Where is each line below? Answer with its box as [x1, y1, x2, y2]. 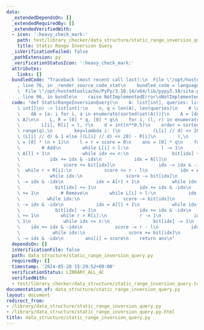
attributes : [12, 65, 42, 72]
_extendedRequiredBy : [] [12, 20, 75, 26]
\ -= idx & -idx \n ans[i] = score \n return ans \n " [17, 235, 175, 241]
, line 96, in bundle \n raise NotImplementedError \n [17, 94, 162, 100]
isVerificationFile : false [12, 247, 80, 253]
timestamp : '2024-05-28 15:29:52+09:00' [12, 264, 115, 270]
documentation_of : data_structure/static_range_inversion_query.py [6, 286, 181, 292]
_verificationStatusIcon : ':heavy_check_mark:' [12, 60, 135, 66]
